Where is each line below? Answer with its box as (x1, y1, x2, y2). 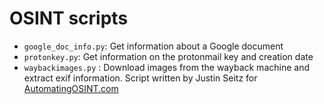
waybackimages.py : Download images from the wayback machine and (23, 61, 310, 73)
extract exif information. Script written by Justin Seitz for (23, 72, 258, 84)
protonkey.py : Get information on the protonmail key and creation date (23, 50, 314, 62)
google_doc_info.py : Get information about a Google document (23, 40, 284, 52)
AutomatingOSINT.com (23, 82, 119, 94)
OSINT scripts (9, 7, 129, 30)
